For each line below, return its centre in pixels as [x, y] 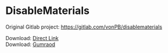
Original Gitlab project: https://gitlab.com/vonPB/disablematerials [84, 27]
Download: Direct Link [32, 38]
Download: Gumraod [30, 44]
